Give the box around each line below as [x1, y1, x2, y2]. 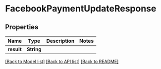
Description [46, 38, 75, 44]
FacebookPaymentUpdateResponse [5, 3, 157, 14]
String [26, 46, 42, 53]
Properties [5, 23, 39, 31]
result [7, 46, 22, 53]
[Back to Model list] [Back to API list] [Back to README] [5, 59, 119, 65]
